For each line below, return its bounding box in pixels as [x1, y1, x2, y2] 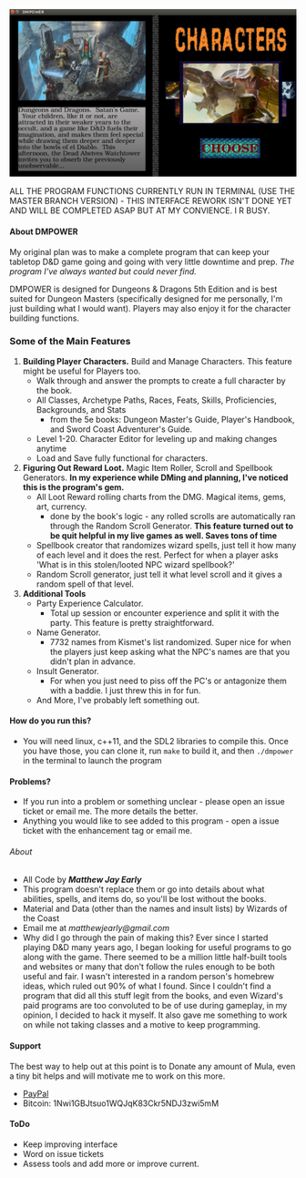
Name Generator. [36, 627, 101, 638]
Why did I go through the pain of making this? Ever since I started [22, 932, 269, 943]
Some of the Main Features [9, 335, 131, 348]
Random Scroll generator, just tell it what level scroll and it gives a [36, 569, 282, 579]
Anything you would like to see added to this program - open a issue [22, 815, 280, 826]
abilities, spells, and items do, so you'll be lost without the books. [22, 894, 267, 905]
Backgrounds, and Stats [36, 404, 127, 415]
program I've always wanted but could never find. [9, 265, 198, 277]
